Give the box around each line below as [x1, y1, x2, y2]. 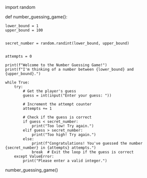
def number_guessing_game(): [5, 14, 68, 19]
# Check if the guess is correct [23, 115, 92, 120]
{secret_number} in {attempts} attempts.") [5, 145, 97, 150]
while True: [5, 80, 30, 85]
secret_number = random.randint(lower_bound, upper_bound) [5, 41, 130, 46]
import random [5, 4, 36, 10]
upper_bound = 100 [5, 28, 43, 33]
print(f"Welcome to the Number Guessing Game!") [5, 63, 107, 68]
